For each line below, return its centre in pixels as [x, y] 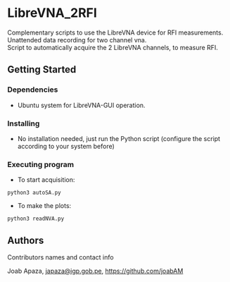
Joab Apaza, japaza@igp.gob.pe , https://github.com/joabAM [95, 271]
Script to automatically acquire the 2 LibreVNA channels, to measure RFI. [113, 47]
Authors [26, 240]
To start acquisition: [46, 180]
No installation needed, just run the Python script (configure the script [119, 138]
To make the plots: [44, 206]
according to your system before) [66, 146]
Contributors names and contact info [60, 257]
